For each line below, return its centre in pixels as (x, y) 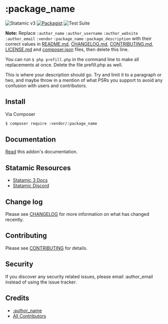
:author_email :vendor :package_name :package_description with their (79, 38)
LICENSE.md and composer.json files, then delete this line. (67, 49)
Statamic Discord (31, 186)
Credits (17, 298)
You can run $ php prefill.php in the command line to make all (72, 59)
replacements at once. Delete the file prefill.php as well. (64, 65)
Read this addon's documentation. (41, 152)
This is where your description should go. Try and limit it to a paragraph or (84, 74)
